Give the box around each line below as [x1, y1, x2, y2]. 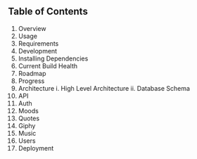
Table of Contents [8, 6, 89, 18]
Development [18, 46, 58, 55]
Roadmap [18, 69, 46, 77]
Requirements [18, 39, 59, 48]
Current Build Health [18, 61, 78, 70]
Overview [18, 24, 46, 32]
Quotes [18, 114, 40, 122]
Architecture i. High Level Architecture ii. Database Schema [18, 84, 191, 92]
